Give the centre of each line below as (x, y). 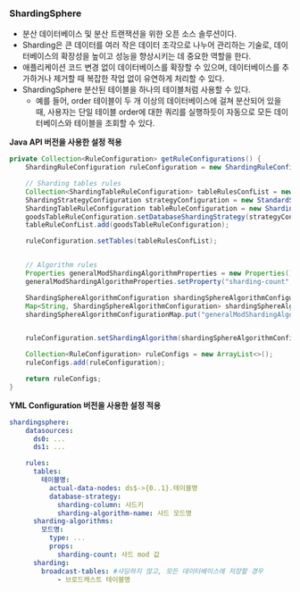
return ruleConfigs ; (63, 379)
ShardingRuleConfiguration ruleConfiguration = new (123, 168)
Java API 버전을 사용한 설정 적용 (66, 142)
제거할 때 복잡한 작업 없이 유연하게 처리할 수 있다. (139, 79)
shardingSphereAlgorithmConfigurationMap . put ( (113, 314)
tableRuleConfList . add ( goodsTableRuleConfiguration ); (127, 225)
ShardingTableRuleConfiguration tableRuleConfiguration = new (143, 208)
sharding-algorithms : (73, 521)
